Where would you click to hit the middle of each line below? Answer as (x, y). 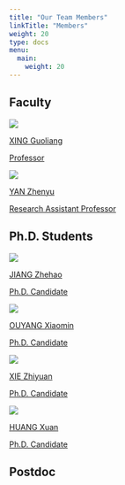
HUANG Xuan (34, 427)
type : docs (29, 42)
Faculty (30, 103)
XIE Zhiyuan (31, 376)
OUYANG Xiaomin (42, 325)
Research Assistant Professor (63, 208)
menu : (19, 50)
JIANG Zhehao (36, 274)
